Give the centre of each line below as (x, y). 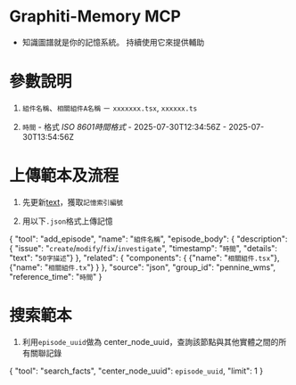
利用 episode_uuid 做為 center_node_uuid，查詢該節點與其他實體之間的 (150, 341)
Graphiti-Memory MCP (95, 16)
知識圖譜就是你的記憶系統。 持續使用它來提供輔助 (113, 42)
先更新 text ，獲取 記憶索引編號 (72, 201)
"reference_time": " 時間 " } (56, 276)
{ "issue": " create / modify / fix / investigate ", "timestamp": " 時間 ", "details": (144, 248)
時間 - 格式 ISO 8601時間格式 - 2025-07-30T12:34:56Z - (124, 127)
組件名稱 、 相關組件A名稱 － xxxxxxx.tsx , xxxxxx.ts (110, 108)
